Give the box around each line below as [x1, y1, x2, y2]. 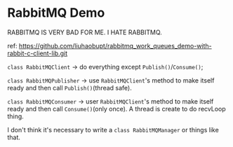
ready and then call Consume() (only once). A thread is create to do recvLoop [7, 104, 226, 113]
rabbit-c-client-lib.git [7, 49, 68, 57]
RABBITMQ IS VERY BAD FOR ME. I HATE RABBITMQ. [7, 28, 163, 36]
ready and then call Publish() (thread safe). [7, 83, 132, 92]
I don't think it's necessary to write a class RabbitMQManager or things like [7, 125, 219, 134]
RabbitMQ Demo [7, 5, 105, 21]
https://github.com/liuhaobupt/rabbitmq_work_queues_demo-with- [18, 41, 212, 50]
